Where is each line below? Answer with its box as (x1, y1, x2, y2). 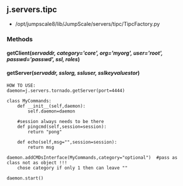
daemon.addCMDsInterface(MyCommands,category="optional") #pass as (6, 154, 178, 161)
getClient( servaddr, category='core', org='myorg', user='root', (6, 49, 163, 57)
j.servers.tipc (6, 5, 57, 15)
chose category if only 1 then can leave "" (17, 165, 128, 171)
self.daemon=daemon (28, 108, 76, 114)
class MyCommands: (6, 98, 52, 104)
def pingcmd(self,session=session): (17, 124, 107, 129)
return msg (28, 144, 55, 150)
